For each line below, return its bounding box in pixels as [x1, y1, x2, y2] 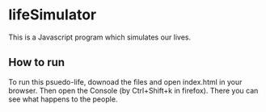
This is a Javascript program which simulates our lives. [8, 32, 192, 42]
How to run [8, 56, 65, 69]
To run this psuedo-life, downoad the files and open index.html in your [8, 77, 243, 86]
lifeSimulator [8, 6, 97, 24]
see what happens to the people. [8, 94, 118, 104]
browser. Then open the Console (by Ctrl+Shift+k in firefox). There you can [8, 85, 259, 95]
